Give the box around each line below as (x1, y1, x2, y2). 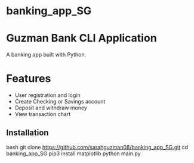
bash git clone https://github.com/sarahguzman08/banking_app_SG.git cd (6, 143, 189, 151)
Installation (6, 128, 49, 138)
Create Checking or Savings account (14, 98, 106, 105)
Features (6, 72, 51, 86)
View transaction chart (14, 111, 71, 118)
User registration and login (14, 92, 81, 99)
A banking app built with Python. (6, 51, 87, 58)
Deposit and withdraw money (14, 104, 88, 111)
